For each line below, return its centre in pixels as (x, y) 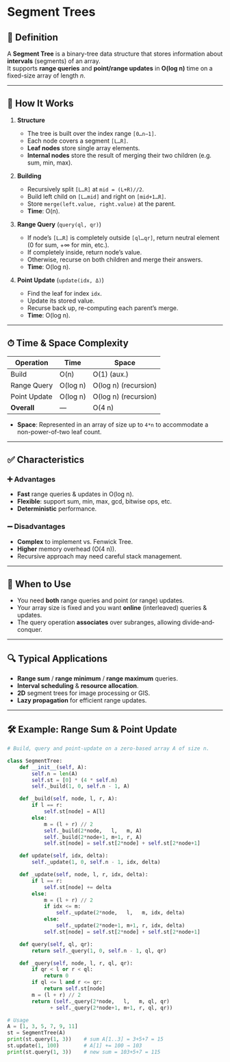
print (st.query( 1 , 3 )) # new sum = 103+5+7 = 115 (84, 1052)
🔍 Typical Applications (57, 658)
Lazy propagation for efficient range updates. (82, 700)
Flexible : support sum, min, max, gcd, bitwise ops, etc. (94, 501)
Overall (23, 408)
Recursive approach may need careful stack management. (100, 556)
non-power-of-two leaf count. (59, 432)
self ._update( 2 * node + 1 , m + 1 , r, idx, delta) (120, 926)
